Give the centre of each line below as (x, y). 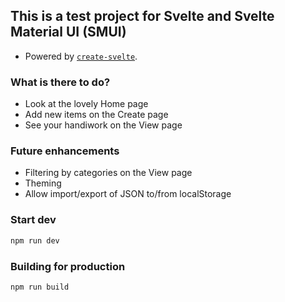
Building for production (68, 266)
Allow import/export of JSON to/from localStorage (128, 194)
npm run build (40, 287)
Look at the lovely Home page (86, 104)
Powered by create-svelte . (81, 56)
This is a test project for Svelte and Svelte (142, 16)
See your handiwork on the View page (103, 125)
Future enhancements (65, 151)
